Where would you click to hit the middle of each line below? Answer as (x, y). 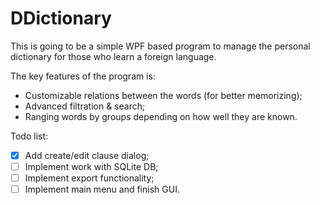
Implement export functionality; (89, 178)
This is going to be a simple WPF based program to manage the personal (160, 46)
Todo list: (29, 136)
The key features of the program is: (83, 76)
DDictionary (61, 18)
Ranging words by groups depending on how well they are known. (161, 116)
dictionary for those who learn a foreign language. (113, 56)
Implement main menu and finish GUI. (102, 189)
